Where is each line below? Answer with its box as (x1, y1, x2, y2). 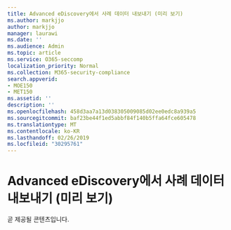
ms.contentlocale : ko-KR (7, 128, 80, 135)
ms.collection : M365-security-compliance (7, 69, 131, 76)
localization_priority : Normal (7, 62, 99, 69)
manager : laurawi (7, 29, 58, 37)
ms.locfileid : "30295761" (7, 141, 83, 148)
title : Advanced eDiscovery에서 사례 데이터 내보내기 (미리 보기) (7, 10, 184, 18)
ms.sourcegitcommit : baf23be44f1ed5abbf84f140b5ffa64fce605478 (7, 114, 197, 121)
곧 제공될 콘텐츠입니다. (7, 215, 70, 224)
